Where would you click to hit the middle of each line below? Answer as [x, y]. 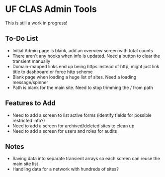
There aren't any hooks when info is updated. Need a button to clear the [86, 56]
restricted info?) [29, 120]
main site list [25, 164]
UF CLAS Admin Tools [51, 9]
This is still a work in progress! [36, 23]
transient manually [31, 61]
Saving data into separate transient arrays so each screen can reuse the [86, 159]
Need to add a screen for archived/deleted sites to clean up [73, 126]
